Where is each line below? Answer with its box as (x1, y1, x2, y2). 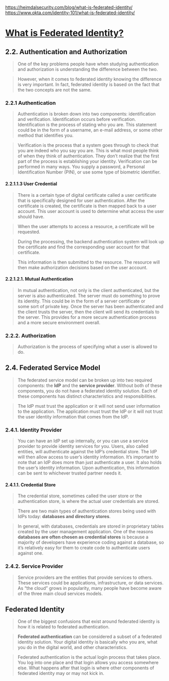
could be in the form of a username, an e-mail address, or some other (17, 127, 163, 133)
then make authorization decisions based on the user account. (17, 264, 148, 270)
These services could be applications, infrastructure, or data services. (17, 579, 164, 586)
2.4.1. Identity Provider (5, 426, 62, 433)
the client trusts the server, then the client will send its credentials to (17, 309, 160, 315)
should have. (17, 214, 44, 220)
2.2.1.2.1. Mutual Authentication (5, 276, 73, 282)
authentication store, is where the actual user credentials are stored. (17, 498, 160, 504)
